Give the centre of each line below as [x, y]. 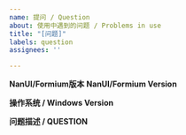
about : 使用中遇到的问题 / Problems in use [85, 26]
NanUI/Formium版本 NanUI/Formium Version [93, 84]
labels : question [41, 42]
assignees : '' [35, 50]
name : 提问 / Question [50, 17]
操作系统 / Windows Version [61, 103]
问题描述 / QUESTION [49, 122]
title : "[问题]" [38, 34]
